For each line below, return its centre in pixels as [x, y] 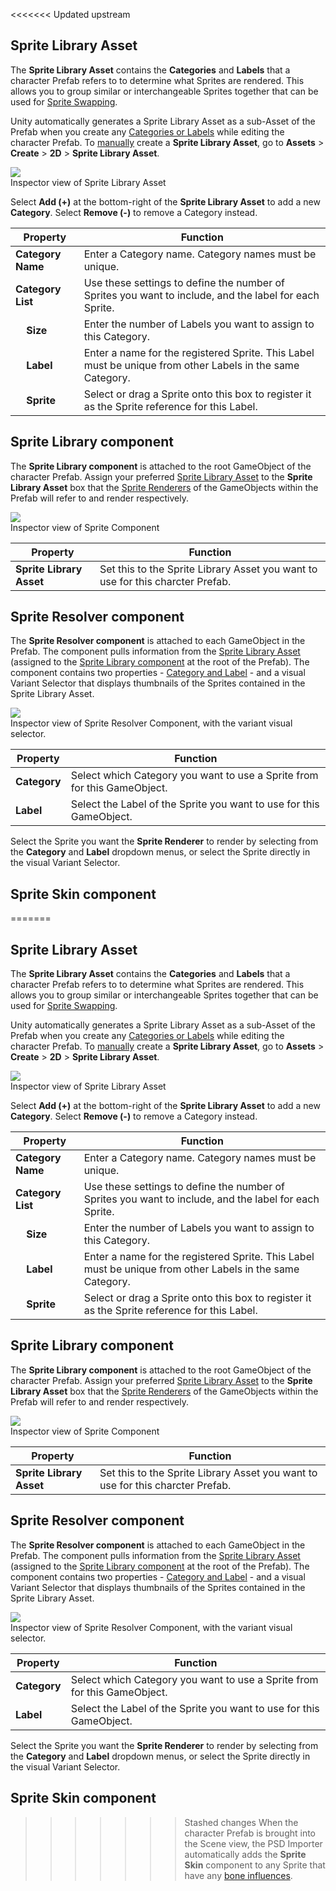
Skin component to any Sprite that [255, 1865]
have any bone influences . [238, 1875]
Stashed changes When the [241, 1822]
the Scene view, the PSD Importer [253, 1843]
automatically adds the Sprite [245, 1854]
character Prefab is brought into [250, 1833]
